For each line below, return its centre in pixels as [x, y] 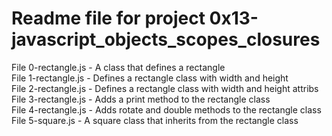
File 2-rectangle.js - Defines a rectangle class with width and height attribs [165, 88]
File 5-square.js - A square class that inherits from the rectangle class [155, 120]
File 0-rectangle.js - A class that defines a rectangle [118, 67]
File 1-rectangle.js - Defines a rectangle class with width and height [150, 78]
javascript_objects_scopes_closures [166, 39]
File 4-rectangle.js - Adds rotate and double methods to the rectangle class [166, 109]
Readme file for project [108, 18]
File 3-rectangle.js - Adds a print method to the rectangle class [141, 99]
